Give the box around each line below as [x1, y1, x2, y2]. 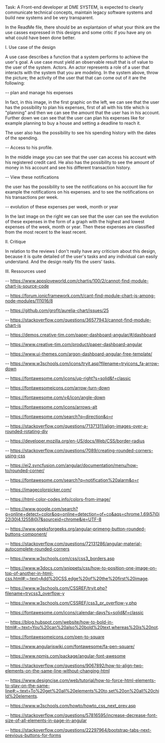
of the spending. [5, 135, 38, 141]
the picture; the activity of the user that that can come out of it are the [5, 75, 146, 80]
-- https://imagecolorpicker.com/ [5, 487, 72, 493]
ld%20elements [5, 693, 37, 699]
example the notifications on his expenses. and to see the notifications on [5, 189, 154, 195]
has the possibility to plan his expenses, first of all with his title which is [5, 105, 149, 110]
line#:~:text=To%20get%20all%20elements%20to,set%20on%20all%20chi [5, 688, 160, 694]
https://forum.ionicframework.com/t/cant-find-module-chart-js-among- [10, 293, 156, 298]
